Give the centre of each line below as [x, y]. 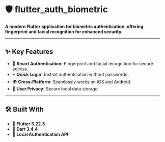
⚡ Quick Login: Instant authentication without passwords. [70, 74]
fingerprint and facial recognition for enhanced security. [64, 31]
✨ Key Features [29, 52]
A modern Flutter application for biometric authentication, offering [74, 26]
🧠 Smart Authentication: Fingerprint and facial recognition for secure [82, 63]
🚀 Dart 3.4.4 [25, 129]
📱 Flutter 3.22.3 [28, 124]
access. [20, 69]
